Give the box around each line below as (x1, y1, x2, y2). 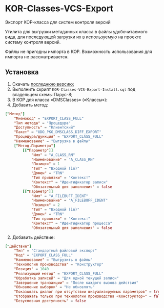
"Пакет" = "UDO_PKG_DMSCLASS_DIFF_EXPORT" (14, 129, 102, 135)
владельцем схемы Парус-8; (12, 91, 73, 97)
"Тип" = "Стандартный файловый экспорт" (14, 248, 97, 253)
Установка (5, 68, 39, 77)
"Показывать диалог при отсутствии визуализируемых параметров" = (14, 289, 152, 294)
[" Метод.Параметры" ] (14, 143, 56, 148)
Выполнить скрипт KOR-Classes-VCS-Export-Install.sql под (12, 86, 136, 92)
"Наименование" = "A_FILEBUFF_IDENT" (31, 198, 108, 203)
